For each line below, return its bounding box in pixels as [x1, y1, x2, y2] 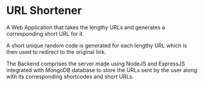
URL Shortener [6, 4, 82, 18]
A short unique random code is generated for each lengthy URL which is [6, 42, 187, 49]
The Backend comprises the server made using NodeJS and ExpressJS [6, 60, 185, 67]
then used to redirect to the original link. [6, 48, 106, 55]
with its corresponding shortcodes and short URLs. [6, 73, 134, 80]
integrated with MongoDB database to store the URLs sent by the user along [6, 66, 198, 73]
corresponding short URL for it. [6, 30, 84, 37]
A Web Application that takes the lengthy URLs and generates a [6, 24, 165, 31]
